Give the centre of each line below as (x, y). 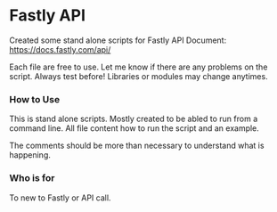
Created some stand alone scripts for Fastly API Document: (118, 40)
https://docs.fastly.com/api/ (60, 49)
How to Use (35, 99)
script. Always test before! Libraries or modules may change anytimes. (139, 76)
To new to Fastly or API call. (60, 198)
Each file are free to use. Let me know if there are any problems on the (138, 67)
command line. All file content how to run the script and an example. (134, 128)
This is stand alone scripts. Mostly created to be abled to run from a (134, 119)
